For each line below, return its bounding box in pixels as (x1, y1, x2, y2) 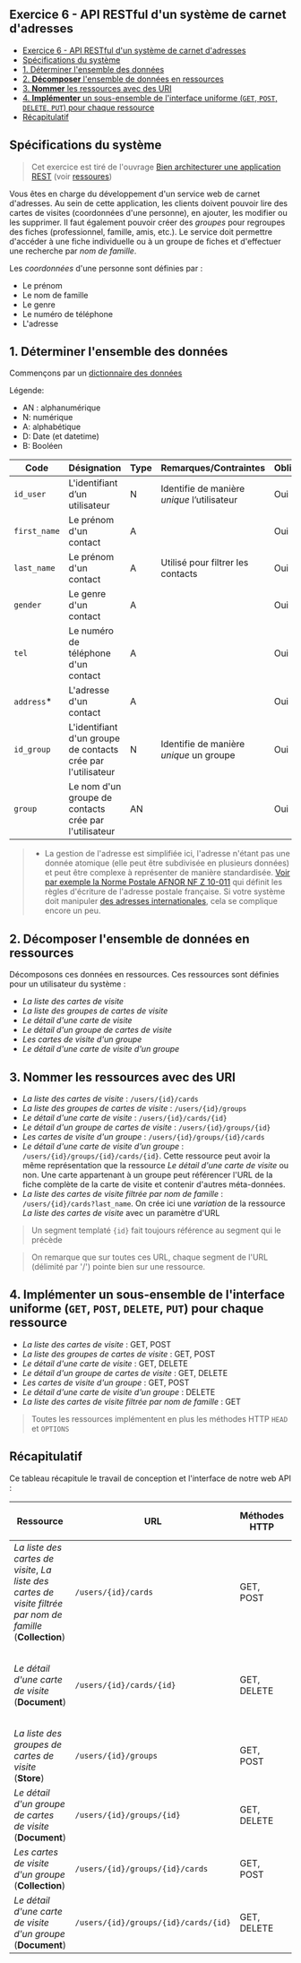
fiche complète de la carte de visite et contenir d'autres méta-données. (21, 1179, 286, 1190)
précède (30, 1235, 63, 1245)
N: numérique (21, 412, 73, 423)
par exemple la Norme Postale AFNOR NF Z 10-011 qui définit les (44, 877, 283, 888)
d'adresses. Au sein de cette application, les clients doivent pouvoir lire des (9, 197, 288, 209)
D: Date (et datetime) (21, 431, 100, 442)
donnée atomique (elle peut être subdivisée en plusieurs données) (44, 857, 289, 868)
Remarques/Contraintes (160, 461, 266, 474)
